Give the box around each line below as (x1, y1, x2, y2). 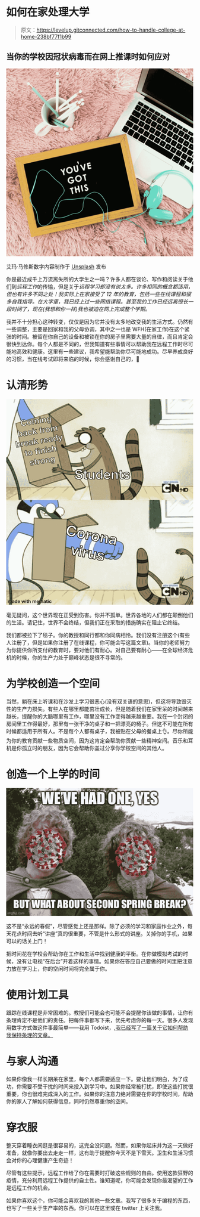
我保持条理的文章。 (6, 1031, 53, 1038)
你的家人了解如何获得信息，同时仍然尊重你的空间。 (6, 1098, 131, 1105)
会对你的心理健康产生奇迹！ (6, 1156, 74, 1163)
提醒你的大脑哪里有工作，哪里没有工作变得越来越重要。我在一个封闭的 (21, 713, 193, 720)
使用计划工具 (6, 988, 69, 1002)
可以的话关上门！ (6, 937, 48, 945)
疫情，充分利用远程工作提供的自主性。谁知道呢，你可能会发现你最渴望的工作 (6, 1176, 193, 1184)
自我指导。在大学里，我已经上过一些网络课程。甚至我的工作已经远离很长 (11, 298, 188, 305)
